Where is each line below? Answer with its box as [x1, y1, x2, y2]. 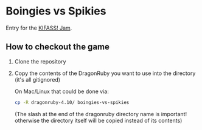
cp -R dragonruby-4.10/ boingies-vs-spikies [14, 99, 130, 105]
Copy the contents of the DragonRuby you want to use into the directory [14, 70, 196, 77]
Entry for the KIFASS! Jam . [5, 24, 72, 31]
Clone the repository [14, 57, 66, 65]
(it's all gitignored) [14, 76, 61, 83]
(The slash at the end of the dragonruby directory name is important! [14, 110, 187, 117]
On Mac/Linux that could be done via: [14, 88, 109, 95]
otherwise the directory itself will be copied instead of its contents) [14, 117, 183, 124]
